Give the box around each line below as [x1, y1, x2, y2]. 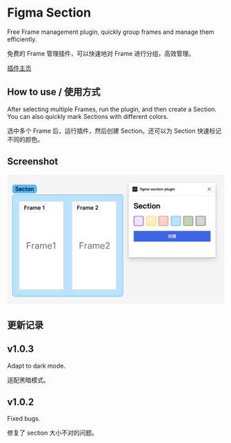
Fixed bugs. [7, 415, 41, 423]
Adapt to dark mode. [7, 361, 66, 370]
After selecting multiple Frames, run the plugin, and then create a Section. [7, 105, 217, 113]
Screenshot [7, 155, 59, 167]
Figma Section [7, 5, 92, 21]
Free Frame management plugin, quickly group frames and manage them [7, 28, 215, 36]
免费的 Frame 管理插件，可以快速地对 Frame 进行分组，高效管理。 [7, 49, 195, 57]
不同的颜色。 [7, 135, 43, 143]
